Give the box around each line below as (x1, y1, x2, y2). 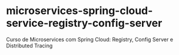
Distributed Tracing (6, 42, 53, 49)
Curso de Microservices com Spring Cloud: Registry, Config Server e (6, 36, 174, 43)
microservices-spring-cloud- (6, 4, 153, 18)
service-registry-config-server (6, 16, 163, 30)
